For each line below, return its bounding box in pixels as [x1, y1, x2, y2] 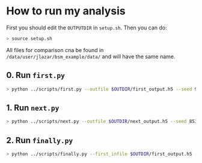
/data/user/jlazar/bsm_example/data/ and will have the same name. [6, 53, 176, 60]
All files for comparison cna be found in [6, 46, 104, 53]
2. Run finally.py [6, 135, 73, 145]
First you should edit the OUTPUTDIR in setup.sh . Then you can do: [6, 24, 167, 31]
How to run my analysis [6, 4, 126, 18]
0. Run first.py [6, 70, 65, 80]
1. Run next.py [6, 102, 60, 113]
